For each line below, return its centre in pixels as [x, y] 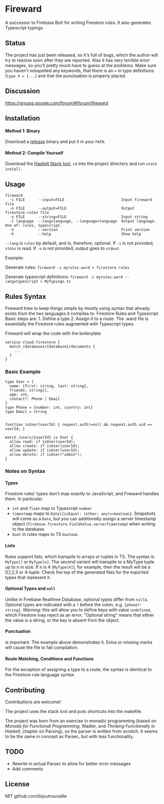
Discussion [23, 91]
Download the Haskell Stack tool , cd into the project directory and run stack [81, 164]
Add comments [27, 769]
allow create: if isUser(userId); [45, 446]
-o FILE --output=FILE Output [72, 208]
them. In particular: [24, 499]
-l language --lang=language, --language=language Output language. [83, 221]
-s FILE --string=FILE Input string [79, 217]
